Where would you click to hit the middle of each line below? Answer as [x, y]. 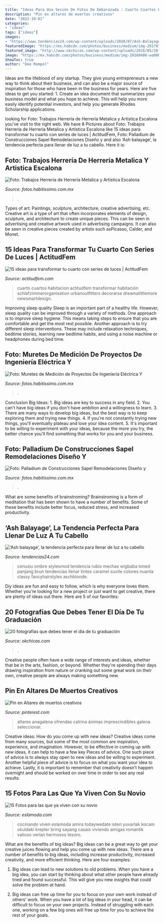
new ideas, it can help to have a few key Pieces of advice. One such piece [80, 752]
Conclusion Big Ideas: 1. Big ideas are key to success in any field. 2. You [78, 402]
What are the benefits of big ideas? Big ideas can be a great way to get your [82, 844]
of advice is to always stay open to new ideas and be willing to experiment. [81, 757]
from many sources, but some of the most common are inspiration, [72, 741]
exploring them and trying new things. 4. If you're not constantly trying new [81, 418]
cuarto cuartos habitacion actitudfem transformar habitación [78, 288]
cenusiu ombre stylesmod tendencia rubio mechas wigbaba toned [83, 567]
